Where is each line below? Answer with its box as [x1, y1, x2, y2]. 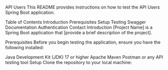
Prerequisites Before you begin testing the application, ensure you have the [5, 39, 161, 45]
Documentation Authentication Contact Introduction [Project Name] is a [5, 24, 153, 30]
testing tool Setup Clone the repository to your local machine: [5, 60, 132, 65]
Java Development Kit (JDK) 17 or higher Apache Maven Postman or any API [5, 54, 163, 60]
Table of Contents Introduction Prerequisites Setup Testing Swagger [5, 19, 146, 25]
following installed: [5, 45, 44, 50]
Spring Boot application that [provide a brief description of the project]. [5, 30, 152, 35]
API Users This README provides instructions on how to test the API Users [5, 4, 160, 10]
